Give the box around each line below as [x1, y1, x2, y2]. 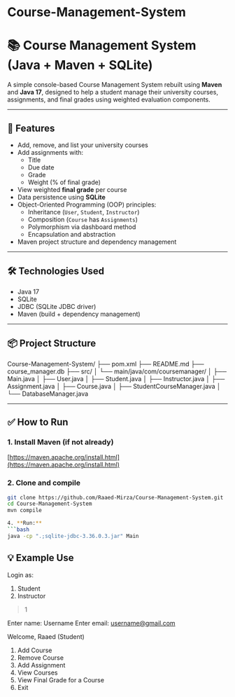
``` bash [7, 526, 30, 533]
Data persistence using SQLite [17, 193, 106, 201]
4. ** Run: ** [7, 520, 42, 527]
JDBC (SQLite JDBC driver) [17, 302, 97, 310]
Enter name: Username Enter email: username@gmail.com [7, 619, 176, 627]
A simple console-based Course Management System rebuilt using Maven [7, 81, 222, 89]
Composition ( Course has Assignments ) [27, 215, 138, 223]
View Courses [17, 668, 58, 677]
